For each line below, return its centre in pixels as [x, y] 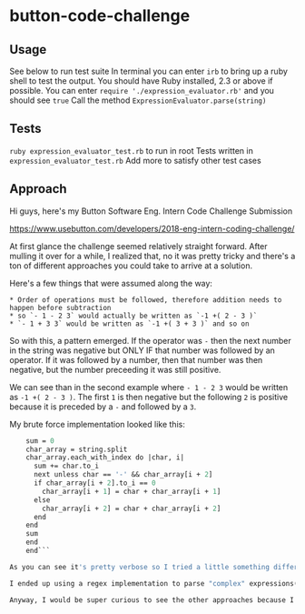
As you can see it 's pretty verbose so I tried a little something [140, 567]
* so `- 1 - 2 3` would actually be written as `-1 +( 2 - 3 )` [133, 316]
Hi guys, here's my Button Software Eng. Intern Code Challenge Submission [151, 211]
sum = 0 [40, 441]
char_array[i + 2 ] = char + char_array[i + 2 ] [132, 508]
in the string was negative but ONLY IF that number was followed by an [142, 350]
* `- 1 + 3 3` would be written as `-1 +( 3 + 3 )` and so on [129, 324]
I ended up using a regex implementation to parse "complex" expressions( [154, 583]
